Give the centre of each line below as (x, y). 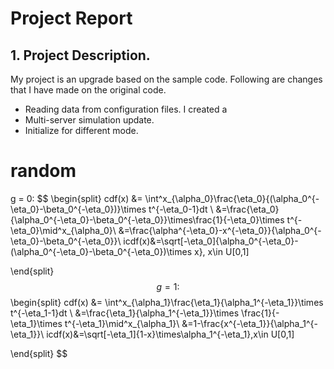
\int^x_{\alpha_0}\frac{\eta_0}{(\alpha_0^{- (232, 198)
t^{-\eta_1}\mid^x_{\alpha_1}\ (122, 323)
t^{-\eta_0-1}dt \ (181, 209)
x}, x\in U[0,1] (222, 251)
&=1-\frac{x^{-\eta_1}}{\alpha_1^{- (249, 323)
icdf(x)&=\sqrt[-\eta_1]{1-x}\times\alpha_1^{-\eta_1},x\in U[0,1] (170, 334)
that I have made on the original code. (88, 90)
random (43, 171)
